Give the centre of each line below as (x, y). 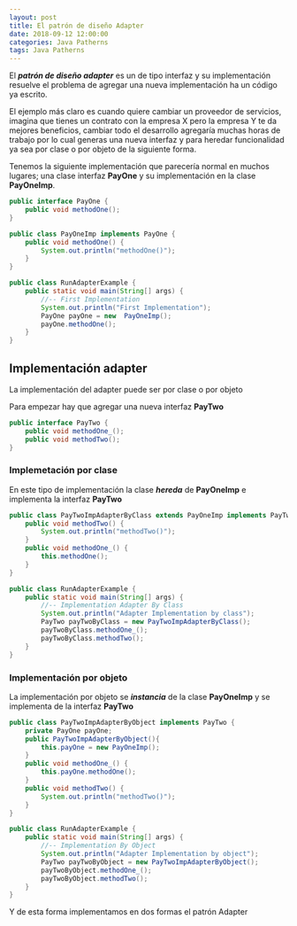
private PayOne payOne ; (69, 731)
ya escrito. (28, 95)
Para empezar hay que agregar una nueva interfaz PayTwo (116, 406)
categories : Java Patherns (59, 42)
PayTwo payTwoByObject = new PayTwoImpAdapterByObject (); (150, 862)
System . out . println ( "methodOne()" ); (108, 250)
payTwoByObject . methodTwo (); (95, 878)
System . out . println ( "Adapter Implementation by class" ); (148, 614)
